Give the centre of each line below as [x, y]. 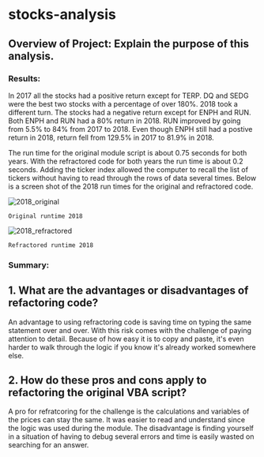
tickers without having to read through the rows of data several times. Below [132, 178]
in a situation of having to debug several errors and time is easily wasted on [131, 436]
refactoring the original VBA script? [98, 393]
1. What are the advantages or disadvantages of [128, 291]
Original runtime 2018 [45, 216]
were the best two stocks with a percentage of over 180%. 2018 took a [123, 103]
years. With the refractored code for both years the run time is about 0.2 [126, 161]
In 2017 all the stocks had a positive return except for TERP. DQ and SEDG [128, 96]
